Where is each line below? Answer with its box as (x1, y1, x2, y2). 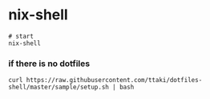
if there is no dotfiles (8, 58, 91, 69)
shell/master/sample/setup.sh (8, 83, 110, 92)
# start (8, 32, 34, 40)
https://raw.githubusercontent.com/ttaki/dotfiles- (26, 76, 203, 85)
